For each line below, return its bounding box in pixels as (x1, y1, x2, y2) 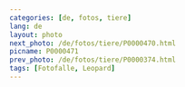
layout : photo (9, 30, 63, 39)
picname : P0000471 (9, 47, 79, 56)
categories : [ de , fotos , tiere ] (9, 13, 131, 23)
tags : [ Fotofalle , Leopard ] (9, 64, 116, 73)
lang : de (9, 22, 43, 31)
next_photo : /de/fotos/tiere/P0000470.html (9, 38, 177, 48)
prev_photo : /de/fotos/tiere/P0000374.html (9, 55, 177, 64)
